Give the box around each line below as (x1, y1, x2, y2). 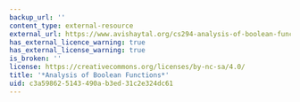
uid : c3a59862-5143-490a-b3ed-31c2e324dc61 (9, 79, 174, 88)
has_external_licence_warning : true (9, 37, 146, 47)
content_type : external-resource (9, 21, 134, 30)
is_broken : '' (9, 54, 62, 63)
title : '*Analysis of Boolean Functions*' (9, 71, 170, 80)
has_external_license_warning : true (9, 46, 146, 55)
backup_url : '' (9, 12, 66, 22)
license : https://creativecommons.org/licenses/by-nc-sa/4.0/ (9, 63, 246, 72)
